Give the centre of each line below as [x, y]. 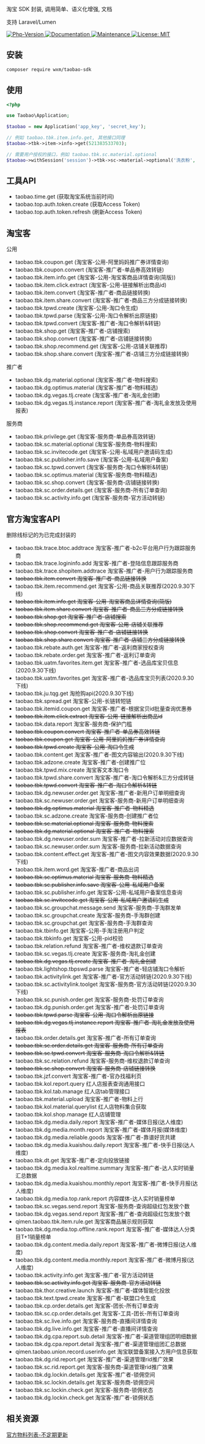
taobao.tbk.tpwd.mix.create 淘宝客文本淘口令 [72, 770]
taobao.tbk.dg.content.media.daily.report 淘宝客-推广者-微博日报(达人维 [106, 1244]
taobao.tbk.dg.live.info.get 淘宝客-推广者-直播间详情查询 [86, 1329]
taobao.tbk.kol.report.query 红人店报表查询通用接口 [80, 1084]
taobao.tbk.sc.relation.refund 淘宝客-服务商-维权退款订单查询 [92, 1061]
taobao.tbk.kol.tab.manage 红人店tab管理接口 [73, 1091]
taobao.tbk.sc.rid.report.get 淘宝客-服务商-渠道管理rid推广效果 [94, 1367]
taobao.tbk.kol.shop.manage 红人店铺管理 [68, 1115]
